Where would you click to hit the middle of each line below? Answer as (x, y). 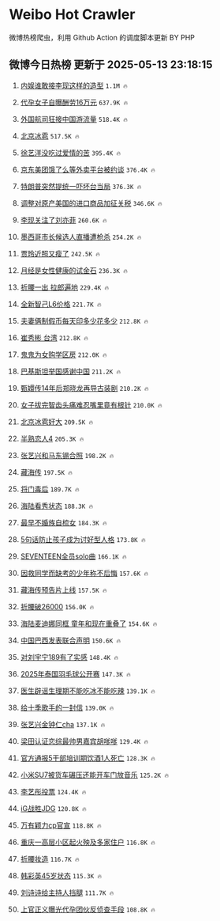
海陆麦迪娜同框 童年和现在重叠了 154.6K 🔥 (89, 623)
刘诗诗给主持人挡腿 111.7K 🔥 (67, 893)
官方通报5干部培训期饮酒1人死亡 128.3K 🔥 (88, 758)
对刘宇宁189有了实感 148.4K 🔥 (69, 657)
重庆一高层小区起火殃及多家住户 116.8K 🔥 (88, 842)
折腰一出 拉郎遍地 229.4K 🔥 (65, 287)
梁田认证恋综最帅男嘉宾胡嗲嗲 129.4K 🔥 (84, 741)
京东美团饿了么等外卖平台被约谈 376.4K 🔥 (88, 169)
